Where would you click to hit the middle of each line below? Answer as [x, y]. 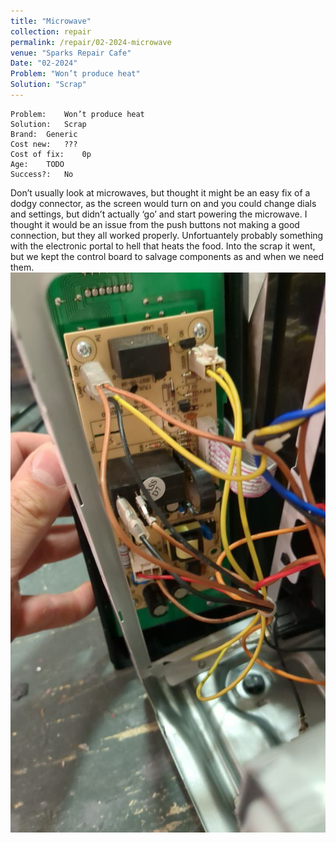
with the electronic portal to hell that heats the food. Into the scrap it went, [163, 246]
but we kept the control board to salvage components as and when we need [167, 256]
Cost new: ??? [44, 144]
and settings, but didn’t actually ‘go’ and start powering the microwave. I [159, 214]
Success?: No [42, 174]
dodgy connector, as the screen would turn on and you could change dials [163, 203]
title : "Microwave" [51, 21]
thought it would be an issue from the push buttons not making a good [155, 224]
